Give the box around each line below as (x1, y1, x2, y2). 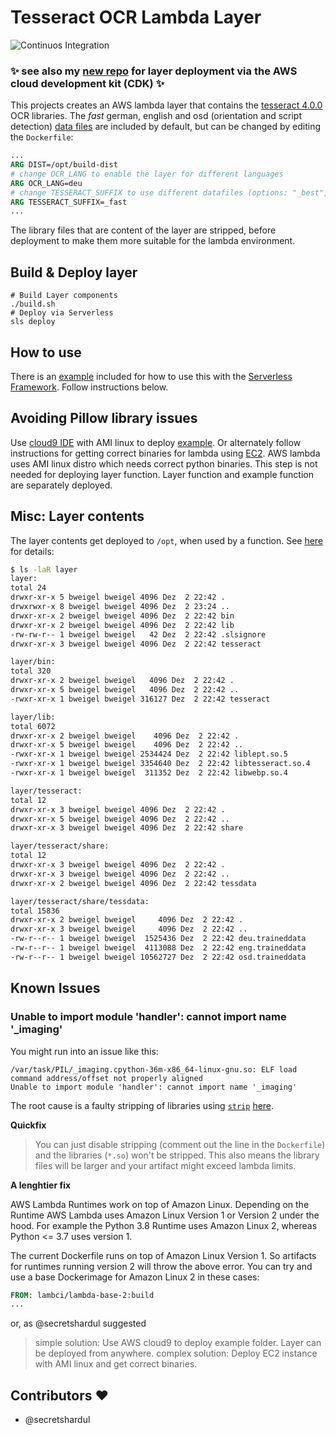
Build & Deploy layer (10, 264, 138, 281)
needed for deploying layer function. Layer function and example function (10, 468, 314, 480)
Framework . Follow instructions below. (10, 381, 169, 393)
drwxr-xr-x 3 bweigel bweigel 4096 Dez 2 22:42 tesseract (10, 639, 262, 649)
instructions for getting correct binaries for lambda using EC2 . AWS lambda (10, 447, 321, 459)
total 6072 (10, 721, 56, 731)
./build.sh (10, 299, 56, 310)
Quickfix (10, 1119, 47, 1131)
